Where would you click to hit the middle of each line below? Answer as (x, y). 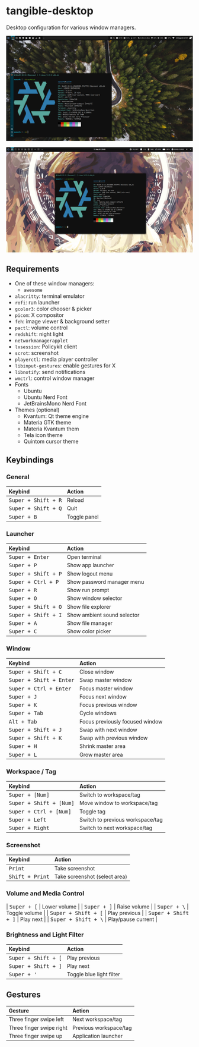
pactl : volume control (41, 328)
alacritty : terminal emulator (49, 296)
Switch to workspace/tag (110, 795)
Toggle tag (92, 811)
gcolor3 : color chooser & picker (53, 309)
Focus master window (106, 688)
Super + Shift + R (35, 500)
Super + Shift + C (35, 672)
